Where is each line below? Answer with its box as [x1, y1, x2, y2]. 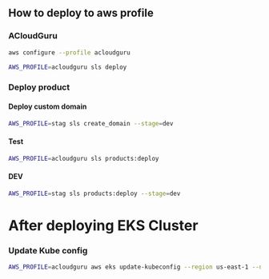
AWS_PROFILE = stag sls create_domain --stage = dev [8, 119, 174, 127]
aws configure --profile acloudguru [8, 48, 130, 57]
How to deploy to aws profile [8, 6, 154, 20]
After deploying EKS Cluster [8, 216, 199, 234]
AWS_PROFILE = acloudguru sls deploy [8, 63, 127, 71]
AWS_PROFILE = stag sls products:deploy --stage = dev [8, 189, 181, 197]
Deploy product [8, 82, 70, 93]
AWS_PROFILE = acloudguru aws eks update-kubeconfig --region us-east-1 [8, 263, 249, 271]
